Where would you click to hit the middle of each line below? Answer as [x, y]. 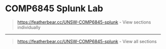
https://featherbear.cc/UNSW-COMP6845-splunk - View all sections [87, 41]
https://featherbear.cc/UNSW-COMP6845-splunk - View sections [84, 22]
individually [29, 27]
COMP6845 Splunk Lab [54, 9]
